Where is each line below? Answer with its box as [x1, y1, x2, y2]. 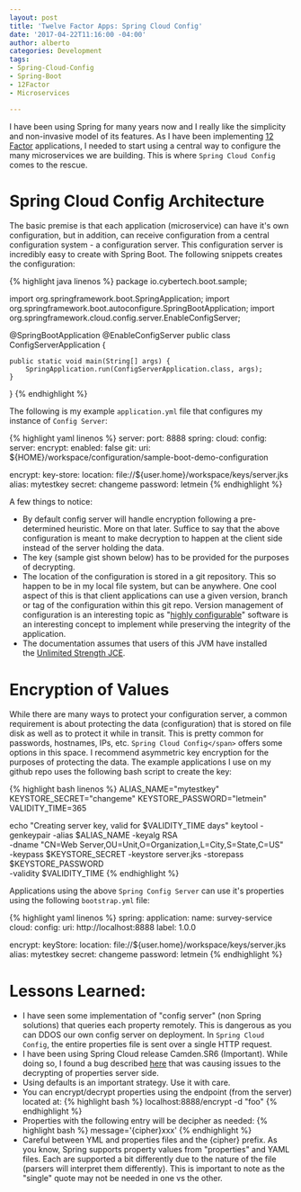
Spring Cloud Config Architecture [9, 191, 265, 211]
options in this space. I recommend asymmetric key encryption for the [9, 748, 270, 758]
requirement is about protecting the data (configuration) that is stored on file [9, 719, 292, 730]
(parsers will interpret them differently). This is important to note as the [22, 1163, 286, 1174]
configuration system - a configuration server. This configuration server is [9, 239, 284, 250]
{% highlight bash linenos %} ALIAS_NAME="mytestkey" [9, 784, 220, 794]
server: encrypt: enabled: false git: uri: [9, 443, 151, 453]
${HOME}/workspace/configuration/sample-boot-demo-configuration [9, 452, 269, 463]
